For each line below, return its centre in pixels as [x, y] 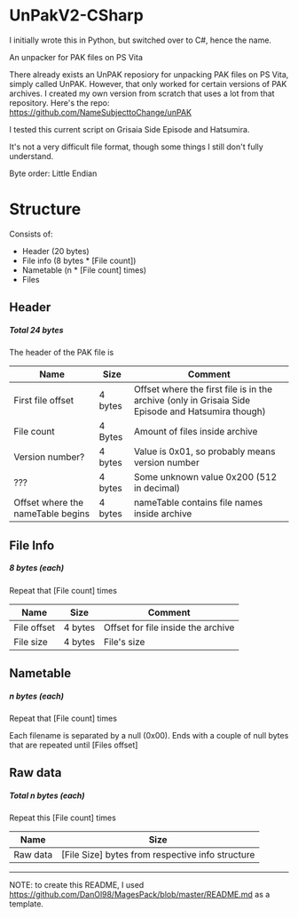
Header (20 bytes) [56, 251]
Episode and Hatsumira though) [200, 411]
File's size [124, 642]
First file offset [44, 401]
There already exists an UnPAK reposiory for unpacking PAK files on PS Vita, [149, 74]
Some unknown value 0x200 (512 [205, 477]
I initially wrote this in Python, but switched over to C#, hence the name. [141, 40]
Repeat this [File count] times [63, 818]
